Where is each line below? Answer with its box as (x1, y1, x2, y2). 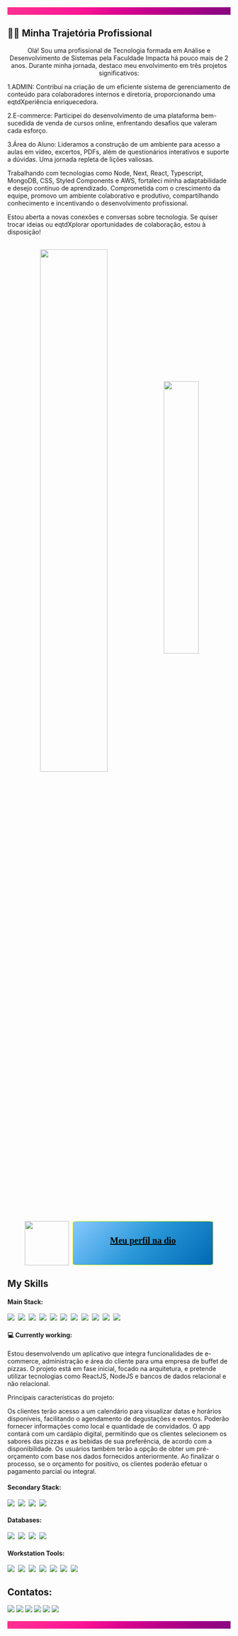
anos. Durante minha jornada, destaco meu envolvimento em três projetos (11, 61, 227, 69)
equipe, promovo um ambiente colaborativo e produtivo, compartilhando (7, 191, 219, 200)
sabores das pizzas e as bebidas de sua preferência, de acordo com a (7, 1437, 212, 1445)
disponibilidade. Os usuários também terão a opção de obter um (7, 1444, 195, 1453)
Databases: (7, 1516, 42, 1525)
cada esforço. (7, 126, 48, 135)
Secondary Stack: (7, 1483, 62, 1492)
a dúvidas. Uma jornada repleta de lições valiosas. (7, 155, 154, 164)
